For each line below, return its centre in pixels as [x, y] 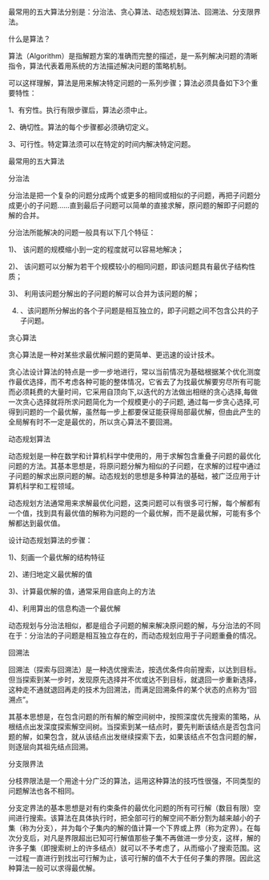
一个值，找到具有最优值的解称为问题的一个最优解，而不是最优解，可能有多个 [134, 513]
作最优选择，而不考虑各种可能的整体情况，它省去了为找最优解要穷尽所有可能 [134, 382]
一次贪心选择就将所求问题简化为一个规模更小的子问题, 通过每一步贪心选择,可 [134, 402]
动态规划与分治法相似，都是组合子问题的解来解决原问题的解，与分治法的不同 [134, 625]
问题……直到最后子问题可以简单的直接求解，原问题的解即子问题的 [151, 205]
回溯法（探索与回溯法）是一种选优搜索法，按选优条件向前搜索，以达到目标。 [134, 669]
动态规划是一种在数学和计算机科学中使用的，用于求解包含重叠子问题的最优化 [134, 456]
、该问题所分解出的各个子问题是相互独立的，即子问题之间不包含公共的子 [139, 310]
